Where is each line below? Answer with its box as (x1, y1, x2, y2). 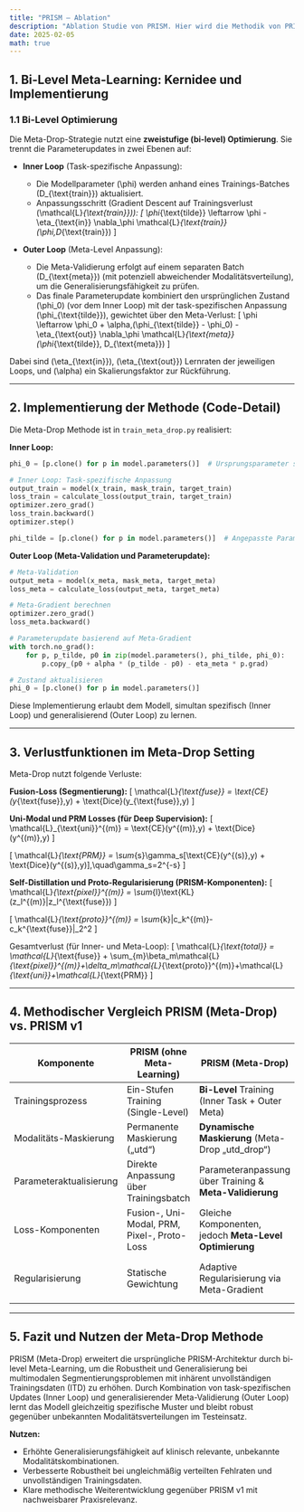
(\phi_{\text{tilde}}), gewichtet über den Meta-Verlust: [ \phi (35, 309, 258, 320)
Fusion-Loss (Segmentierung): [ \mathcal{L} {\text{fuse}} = (9, 786, 233, 797)
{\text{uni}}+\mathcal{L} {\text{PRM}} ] (9, 969, 154, 981)
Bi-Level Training (198, 1082, 274, 1095)
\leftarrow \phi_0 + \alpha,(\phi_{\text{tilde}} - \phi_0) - (35, 318, 240, 330)
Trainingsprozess (14, 1094, 88, 1107)
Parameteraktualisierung (14, 1175, 119, 1187)
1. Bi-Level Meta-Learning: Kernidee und (9, 71, 242, 87)
